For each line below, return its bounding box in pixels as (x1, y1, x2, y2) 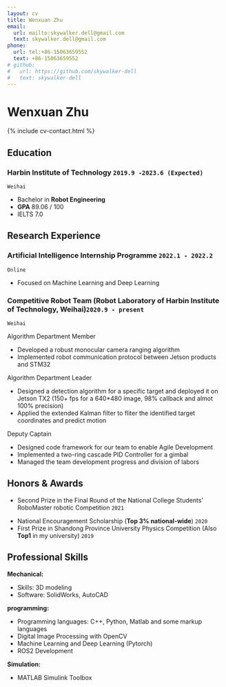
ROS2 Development (17, 646, 74, 655)
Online (7, 267, 26, 273)
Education (7, 146, 52, 159)
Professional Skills (7, 552, 88, 563)
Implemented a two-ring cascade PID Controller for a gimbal (17, 450, 189, 458)
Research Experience (7, 230, 101, 242)
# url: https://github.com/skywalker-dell (7, 68, 137, 75)
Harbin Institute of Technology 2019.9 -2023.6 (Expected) (7, 167, 204, 177)
